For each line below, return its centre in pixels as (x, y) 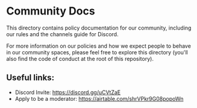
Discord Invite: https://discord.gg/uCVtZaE (68, 92)
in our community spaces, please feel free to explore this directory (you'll (97, 52)
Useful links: (30, 78)
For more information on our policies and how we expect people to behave (99, 46)
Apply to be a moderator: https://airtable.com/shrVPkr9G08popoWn (99, 98)
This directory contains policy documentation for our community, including (99, 28)
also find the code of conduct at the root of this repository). (80, 59)
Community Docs (51, 11)
